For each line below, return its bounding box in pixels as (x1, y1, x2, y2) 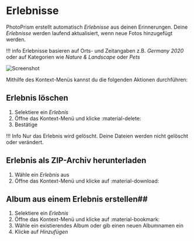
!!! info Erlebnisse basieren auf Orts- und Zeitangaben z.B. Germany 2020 (6, 47, 184, 54)
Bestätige (14, 121, 38, 128)
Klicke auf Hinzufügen (14, 228, 68, 235)
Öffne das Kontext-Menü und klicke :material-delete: (14, 115, 141, 122)
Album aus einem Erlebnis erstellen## (6, 194, 148, 204)
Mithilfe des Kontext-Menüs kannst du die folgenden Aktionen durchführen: (6, 76, 188, 83)
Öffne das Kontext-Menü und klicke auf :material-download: (14, 177, 160, 184)
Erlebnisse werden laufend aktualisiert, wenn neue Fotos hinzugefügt (6, 29, 173, 36)
